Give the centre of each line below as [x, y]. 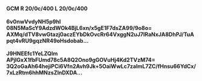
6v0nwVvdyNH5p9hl [34, 22]
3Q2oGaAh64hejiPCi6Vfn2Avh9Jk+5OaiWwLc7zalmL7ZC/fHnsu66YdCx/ [101, 67]
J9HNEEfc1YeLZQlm [32, 53]
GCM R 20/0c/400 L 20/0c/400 [47, 8]
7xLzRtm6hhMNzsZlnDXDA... [44, 73]
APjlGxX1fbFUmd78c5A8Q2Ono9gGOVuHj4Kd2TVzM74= [81, 60]
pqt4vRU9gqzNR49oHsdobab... [47, 41]
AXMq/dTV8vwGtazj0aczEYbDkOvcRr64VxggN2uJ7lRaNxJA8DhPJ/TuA [100, 34]
